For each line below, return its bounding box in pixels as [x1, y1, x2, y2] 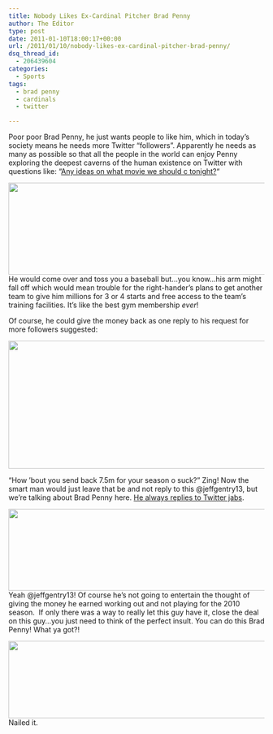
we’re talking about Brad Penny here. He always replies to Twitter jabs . [8, 493, 245, 502]
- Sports [15, 72, 45, 80]
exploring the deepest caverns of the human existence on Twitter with [8, 158, 243, 167]
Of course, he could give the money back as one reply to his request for [8, 316, 249, 326]
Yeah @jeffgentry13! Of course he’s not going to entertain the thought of [8, 590, 250, 600]
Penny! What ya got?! [8, 625, 80, 635]
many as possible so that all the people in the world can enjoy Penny [8, 150, 238, 159]
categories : [8, 65, 49, 73]
